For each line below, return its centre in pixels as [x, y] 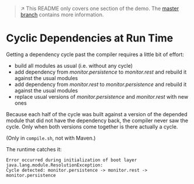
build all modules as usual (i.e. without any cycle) [74, 65]
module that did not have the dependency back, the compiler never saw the [97, 120]
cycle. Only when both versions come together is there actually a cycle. [92, 126]
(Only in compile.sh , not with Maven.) [51, 138]
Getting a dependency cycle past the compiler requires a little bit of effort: [95, 54]
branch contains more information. [62, 15]
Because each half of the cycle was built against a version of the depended [97, 114]
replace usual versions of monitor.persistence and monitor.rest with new [101, 96]
